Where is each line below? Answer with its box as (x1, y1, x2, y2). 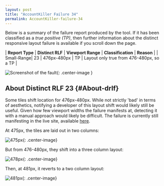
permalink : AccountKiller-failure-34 (5, 16, 83, 21)
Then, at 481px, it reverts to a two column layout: (5, 166, 105, 172)
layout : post (5, 7, 32, 12)
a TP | (5, 60, 17, 66)
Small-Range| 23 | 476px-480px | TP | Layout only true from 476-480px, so (5, 55, 160, 61)
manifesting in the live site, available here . (5, 118, 90, 124)
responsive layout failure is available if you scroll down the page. (5, 40, 137, 46)
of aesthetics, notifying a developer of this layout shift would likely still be (5, 102, 155, 108)
